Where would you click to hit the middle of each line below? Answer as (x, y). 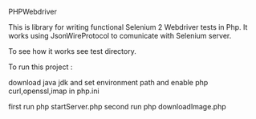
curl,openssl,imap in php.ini (54, 91)
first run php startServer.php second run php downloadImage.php (117, 107)
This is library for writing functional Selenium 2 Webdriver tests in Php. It (128, 27)
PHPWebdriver (33, 12)
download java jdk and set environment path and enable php (108, 82)
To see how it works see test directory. (72, 51)
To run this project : (41, 67)
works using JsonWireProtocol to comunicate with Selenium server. (120, 36)
